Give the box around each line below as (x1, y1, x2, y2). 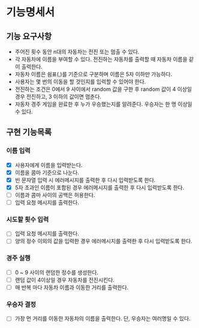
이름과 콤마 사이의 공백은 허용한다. (14, 191, 95, 198)
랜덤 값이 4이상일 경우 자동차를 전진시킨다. (14, 276, 115, 283)
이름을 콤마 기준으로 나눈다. (14, 169, 80, 176)
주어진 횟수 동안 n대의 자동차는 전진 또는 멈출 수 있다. (14, 48, 140, 55)
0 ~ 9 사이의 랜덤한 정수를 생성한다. (14, 269, 99, 276)
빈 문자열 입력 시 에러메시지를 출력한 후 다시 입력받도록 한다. (14, 176, 156, 183)
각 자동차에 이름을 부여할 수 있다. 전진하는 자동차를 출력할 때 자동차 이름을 (14, 56, 188, 63)
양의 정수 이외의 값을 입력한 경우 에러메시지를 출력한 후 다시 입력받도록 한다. (14, 238, 193, 245)
